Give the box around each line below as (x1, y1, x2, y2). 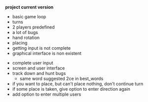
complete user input (12, 60, 53, 66)
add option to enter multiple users (12, 91, 81, 97)
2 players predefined (12, 24, 55, 30)
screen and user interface (12, 65, 65, 71)
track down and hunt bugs (12, 70, 66, 76)
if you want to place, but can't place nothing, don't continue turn (12, 81, 144, 87)
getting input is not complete (12, 45, 71, 51)
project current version (5, 4, 54, 10)
